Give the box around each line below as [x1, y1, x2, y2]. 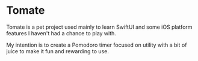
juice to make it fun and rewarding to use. [6, 47, 110, 54]
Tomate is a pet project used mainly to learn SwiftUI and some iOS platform [6, 23, 193, 30]
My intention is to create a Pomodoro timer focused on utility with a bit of [6, 41, 187, 48]
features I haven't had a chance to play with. [6, 29, 116, 36]
